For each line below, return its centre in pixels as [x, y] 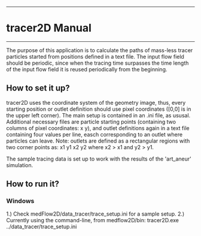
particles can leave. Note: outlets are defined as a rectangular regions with [98, 141]
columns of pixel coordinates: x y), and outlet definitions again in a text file [98, 128]
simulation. [20, 165]
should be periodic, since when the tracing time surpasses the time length [98, 63]
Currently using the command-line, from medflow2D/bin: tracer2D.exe [93, 220]
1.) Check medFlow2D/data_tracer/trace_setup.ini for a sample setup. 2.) [95, 214]
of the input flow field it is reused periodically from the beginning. [87, 69]
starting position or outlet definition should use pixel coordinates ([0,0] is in [99, 109]
